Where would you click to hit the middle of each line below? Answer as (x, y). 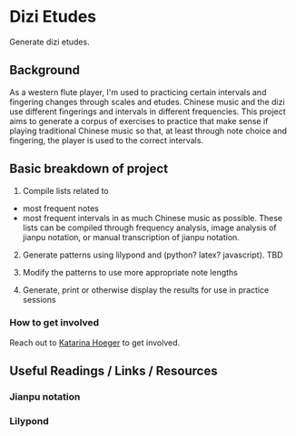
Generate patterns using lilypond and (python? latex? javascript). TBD (153, 255)
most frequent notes (61, 208)
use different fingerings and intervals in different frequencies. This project (148, 111)
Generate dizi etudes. (49, 42)
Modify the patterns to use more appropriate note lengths (130, 272)
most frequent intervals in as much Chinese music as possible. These (153, 218)
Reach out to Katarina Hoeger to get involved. (95, 343)
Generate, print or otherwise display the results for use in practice (146, 290)
